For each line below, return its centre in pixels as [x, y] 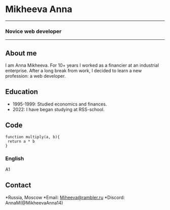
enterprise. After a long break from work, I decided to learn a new [74, 71]
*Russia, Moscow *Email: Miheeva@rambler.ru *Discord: [65, 197]
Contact [18, 185]
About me [21, 53]
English [15, 159]
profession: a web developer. [35, 76]
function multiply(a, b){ [32, 137]
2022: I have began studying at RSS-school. [58, 109]
